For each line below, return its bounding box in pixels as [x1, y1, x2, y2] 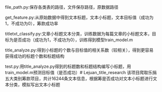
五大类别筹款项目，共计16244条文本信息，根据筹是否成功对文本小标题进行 [5, 76, 153, 81]
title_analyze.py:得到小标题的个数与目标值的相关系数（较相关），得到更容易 [5, 47, 154, 53]
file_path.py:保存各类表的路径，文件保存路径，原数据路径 [5, 4, 118, 10]
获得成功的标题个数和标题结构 [5, 53, 64, 59]
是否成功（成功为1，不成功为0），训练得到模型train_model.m [13, 37, 133, 43]
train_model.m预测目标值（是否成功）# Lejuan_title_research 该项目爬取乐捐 [5, 70, 157, 75]
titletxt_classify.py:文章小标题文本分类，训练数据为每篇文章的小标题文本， [5, 31, 152, 36]
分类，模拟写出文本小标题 [9, 82, 60, 87]
